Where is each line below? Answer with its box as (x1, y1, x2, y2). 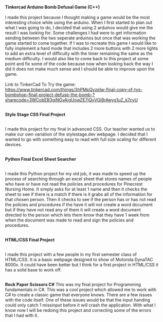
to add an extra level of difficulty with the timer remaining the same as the (5, 51, 153, 56)
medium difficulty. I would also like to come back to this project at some (5, 56, 149, 61)
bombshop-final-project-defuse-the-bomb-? (5, 92, 95, 98)
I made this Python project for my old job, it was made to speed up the (5, 171, 146, 176)
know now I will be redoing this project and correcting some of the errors (5, 307, 152, 313)
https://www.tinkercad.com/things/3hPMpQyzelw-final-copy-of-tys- (5, 87, 143, 92)
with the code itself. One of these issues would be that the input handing (5, 297, 150, 303)
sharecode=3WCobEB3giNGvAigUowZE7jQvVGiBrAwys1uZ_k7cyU (5, 97, 138, 102)
